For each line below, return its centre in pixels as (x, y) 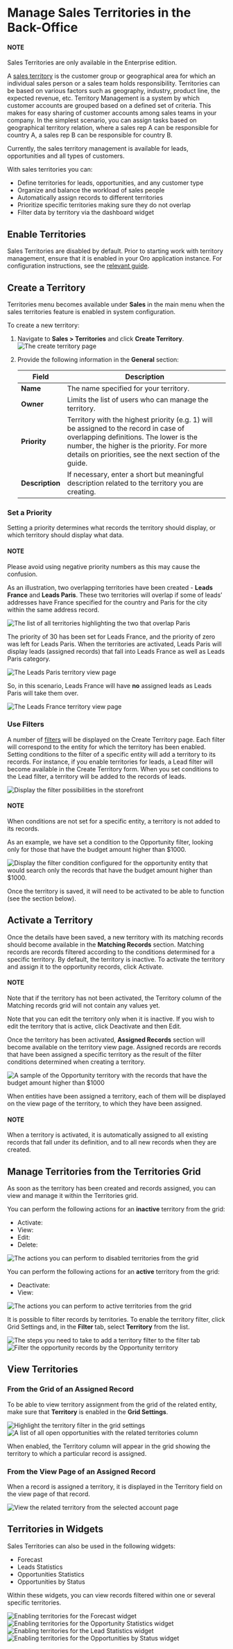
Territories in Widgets (55, 1529)
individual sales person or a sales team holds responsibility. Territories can (114, 83)
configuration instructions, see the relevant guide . (78, 266)
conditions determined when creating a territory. (76, 1062)
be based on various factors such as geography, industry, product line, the (114, 91)
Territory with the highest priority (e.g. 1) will (140, 420)
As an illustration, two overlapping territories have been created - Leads (110, 587)
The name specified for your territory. (128, 388)
